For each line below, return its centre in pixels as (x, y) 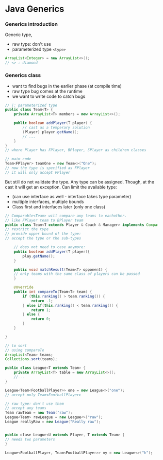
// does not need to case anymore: (50, 247)
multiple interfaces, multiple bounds (48, 202)
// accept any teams (26, 408)
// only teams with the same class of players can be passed (77, 274)
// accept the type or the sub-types (43, 239)
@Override (24, 287)
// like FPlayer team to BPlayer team (44, 220)
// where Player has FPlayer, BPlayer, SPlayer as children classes (76, 150)
